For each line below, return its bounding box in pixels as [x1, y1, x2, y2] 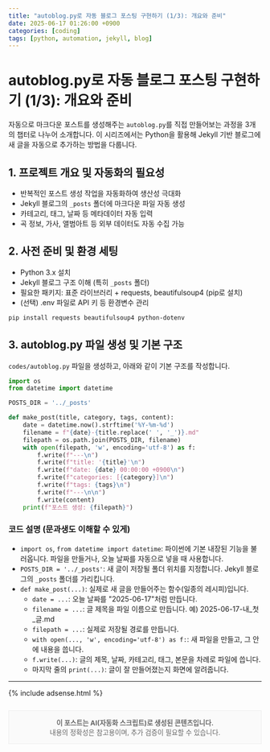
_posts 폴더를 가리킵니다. [35, 573, 115, 584]
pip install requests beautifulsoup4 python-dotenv [8, 313, 185, 322]
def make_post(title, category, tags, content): [8, 414, 174, 422]
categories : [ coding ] [8, 27, 81, 35]
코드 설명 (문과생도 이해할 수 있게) [8, 524, 131, 535]
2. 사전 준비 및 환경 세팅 [8, 245, 119, 258]
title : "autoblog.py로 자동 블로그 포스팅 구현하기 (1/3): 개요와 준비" [8, 11, 227, 20]
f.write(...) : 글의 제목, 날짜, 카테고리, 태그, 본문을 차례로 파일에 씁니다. [31, 654, 261, 664]
